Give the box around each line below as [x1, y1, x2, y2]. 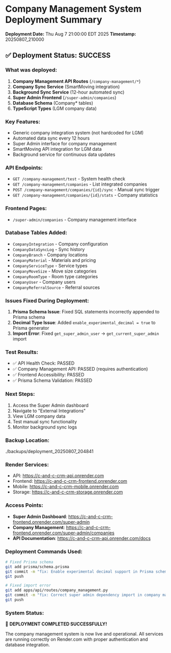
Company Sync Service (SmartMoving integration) [12, 83, 120, 89]
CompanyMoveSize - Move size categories [12, 268, 97, 274]
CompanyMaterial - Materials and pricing [12, 257, 96, 263]
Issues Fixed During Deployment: [5, 297, 89, 304]
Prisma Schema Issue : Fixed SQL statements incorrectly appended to [12, 309, 160, 315]
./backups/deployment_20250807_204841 [5, 448, 94, 454]
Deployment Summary [5, 14, 103, 26]
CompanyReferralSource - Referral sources [12, 284, 100, 290]
